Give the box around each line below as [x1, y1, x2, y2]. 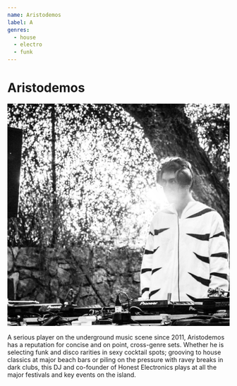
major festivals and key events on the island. [7, 370, 136, 379]
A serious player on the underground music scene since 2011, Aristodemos [7, 332, 225, 342]
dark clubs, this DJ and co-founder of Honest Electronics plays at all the [7, 363, 217, 371]
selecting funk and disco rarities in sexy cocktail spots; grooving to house [7, 348, 221, 356]
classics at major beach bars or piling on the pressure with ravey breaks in [7, 355, 224, 363]
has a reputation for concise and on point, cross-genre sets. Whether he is [7, 340, 224, 349]
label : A [7, 18, 33, 26]
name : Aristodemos [7, 11, 61, 18]
